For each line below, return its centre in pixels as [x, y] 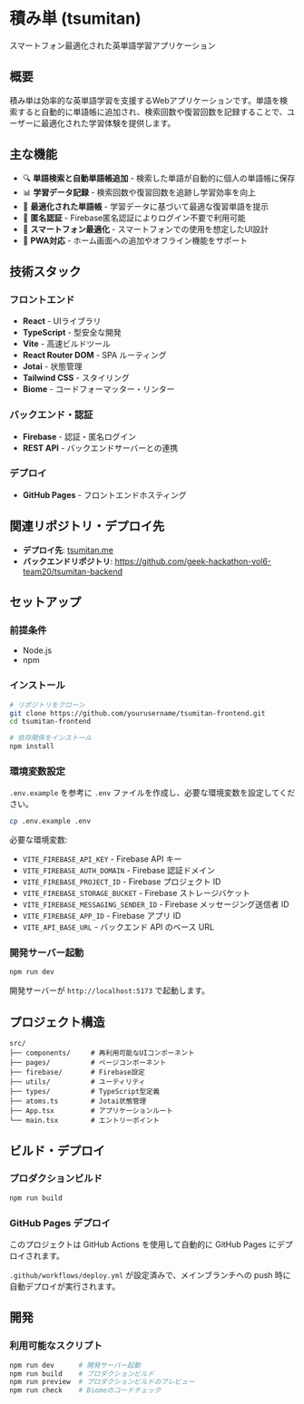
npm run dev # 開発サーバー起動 [75, 1365]
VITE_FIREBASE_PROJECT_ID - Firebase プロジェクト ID [122, 882]
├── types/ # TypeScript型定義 [85, 1092]
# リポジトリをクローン [47, 705]
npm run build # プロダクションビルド [82, 1374]
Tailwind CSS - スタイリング [76, 378]
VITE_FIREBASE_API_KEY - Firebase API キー [102, 859]
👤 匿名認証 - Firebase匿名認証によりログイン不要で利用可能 [134, 218]
